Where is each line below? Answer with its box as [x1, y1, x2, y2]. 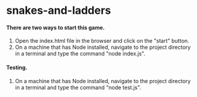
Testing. [6, 64, 28, 71]
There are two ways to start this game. [6, 23, 105, 31]
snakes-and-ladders [6, 4, 111, 17]
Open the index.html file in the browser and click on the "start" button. [14, 37, 190, 45]
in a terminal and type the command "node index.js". [14, 50, 146, 57]
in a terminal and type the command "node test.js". [14, 84, 142, 91]
